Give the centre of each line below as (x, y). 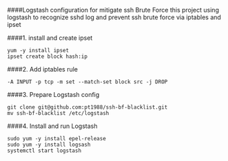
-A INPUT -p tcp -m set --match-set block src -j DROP (87, 82)
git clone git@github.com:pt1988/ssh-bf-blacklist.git (87, 107)
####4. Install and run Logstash (52, 126)
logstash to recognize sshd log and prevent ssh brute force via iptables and (114, 17)
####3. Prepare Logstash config (53, 95)
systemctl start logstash (44, 151)
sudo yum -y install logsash (49, 144)
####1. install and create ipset (50, 38)
